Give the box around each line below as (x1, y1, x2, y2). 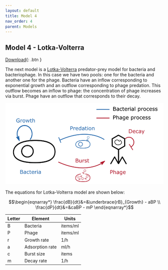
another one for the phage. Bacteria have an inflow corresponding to (5, 77, 147, 83)
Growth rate (24, 237, 49, 243)
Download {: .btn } (5, 57, 42, 63)
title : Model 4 (5, 13, 37, 19)
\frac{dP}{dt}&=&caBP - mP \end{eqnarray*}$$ (35, 204, 134, 211)
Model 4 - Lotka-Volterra (5, 43, 85, 52)
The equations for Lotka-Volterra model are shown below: (5, 189, 125, 196)
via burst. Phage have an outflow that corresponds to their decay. (5, 93, 141, 99)
